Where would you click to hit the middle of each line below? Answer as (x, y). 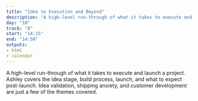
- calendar (20, 56)
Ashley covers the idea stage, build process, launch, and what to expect (94, 79)
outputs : (17, 45)
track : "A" (20, 28)
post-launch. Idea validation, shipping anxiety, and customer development (97, 85)
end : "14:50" (22, 39)
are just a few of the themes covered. (52, 91)
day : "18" (18, 23)
